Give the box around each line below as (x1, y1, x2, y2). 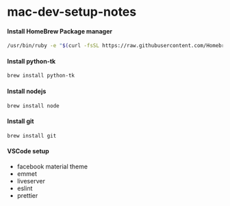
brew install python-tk (7, 73, 75, 79)
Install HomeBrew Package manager (7, 27, 113, 35)
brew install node (7, 102, 60, 110)
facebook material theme (16, 162, 88, 170)
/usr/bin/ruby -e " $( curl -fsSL (7, 42, 99, 49)
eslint (16, 184, 33, 192)
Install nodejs (7, 87, 47, 95)
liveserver (16, 177, 46, 185)
